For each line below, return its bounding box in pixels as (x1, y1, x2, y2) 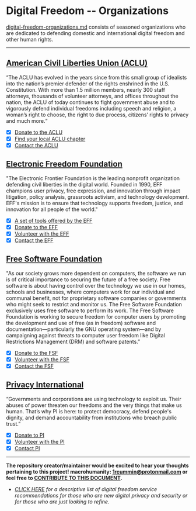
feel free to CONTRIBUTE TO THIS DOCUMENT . (6, 475, 123, 481)
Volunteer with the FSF (14, 355, 70, 363)
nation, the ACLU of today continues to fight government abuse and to (6, 98, 175, 106)
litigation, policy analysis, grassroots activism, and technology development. (6, 193, 190, 200)
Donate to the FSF (14, 349, 58, 356)
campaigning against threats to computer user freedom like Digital (6, 332, 165, 339)
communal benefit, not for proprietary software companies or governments (6, 294, 187, 302)
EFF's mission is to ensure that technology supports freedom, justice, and (6, 199, 183, 206)
